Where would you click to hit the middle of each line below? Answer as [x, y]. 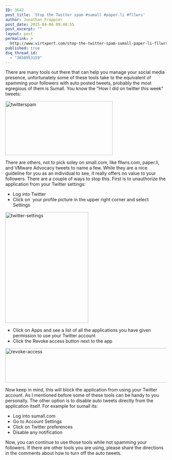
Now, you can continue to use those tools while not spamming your [76, 442]
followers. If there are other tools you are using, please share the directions [84, 448]
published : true [23, 48]
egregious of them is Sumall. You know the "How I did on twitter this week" [84, 89]
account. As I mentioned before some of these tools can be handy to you [82, 395]
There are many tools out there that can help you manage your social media [85, 72]
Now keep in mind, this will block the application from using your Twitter [81, 390]
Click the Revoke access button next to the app [62, 341]
